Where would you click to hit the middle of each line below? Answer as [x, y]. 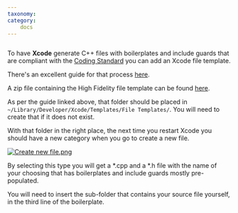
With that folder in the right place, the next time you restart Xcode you [110, 131]
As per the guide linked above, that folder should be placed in [97, 102]
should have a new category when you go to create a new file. [98, 138]
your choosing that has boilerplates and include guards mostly [99, 173]
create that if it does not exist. [51, 117]
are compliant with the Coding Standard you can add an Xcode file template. [119, 61]
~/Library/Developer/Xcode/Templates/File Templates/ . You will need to [114, 110]
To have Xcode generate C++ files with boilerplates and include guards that [118, 53]
